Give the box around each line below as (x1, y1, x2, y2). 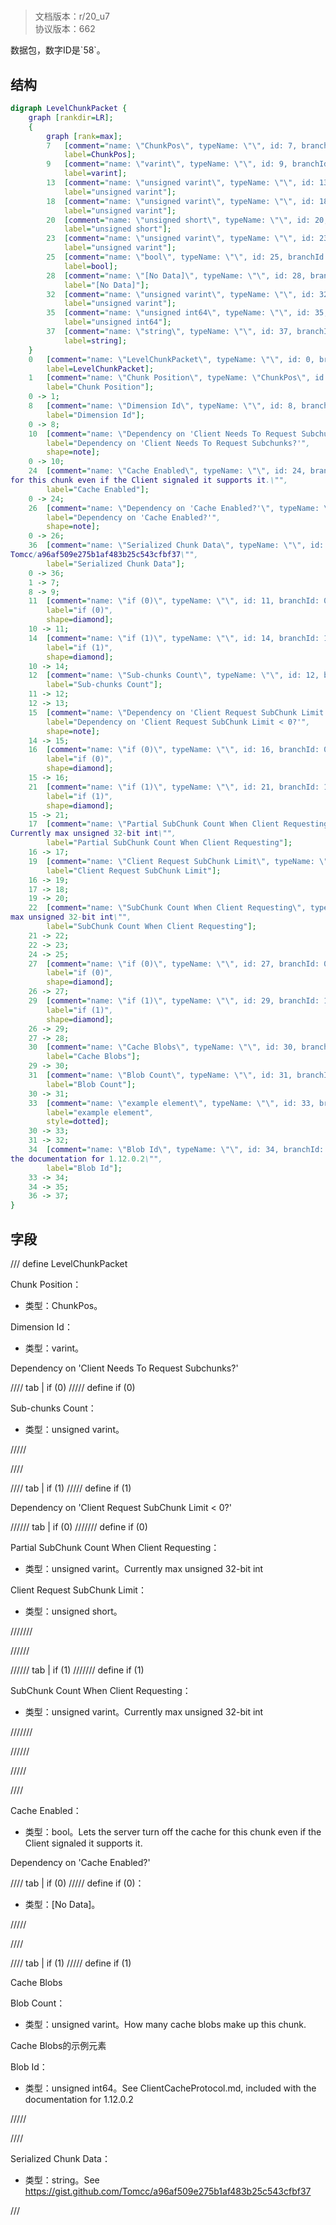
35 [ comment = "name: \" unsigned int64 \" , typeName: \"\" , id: (46, 308, 311, 318)
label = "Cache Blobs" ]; (46, 1052, 141, 1062)
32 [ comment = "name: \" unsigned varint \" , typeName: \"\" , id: (46, 289, 315, 299)
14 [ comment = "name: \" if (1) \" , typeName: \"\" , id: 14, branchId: (28, 633, 320, 643)
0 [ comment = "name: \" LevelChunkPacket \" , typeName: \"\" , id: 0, (28, 354, 315, 364)
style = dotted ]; (46, 1117, 110, 1127)
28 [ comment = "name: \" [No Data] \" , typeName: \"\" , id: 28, (46, 270, 307, 281)
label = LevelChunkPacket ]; (46, 364, 155, 374)
